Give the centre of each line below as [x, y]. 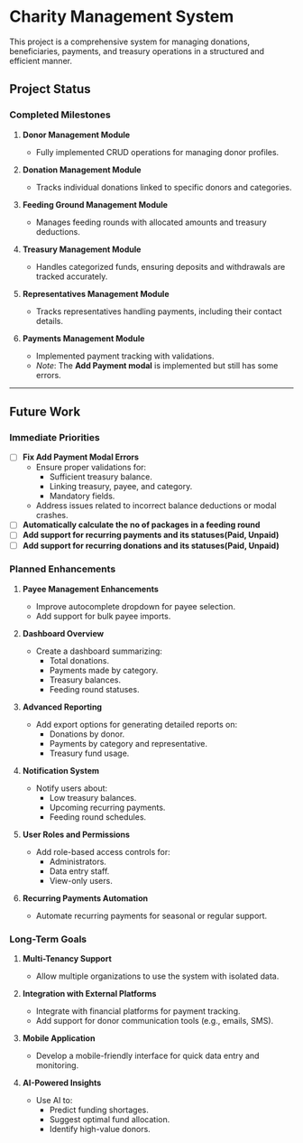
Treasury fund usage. [89, 753]
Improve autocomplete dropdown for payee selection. [136, 606]
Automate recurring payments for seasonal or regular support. [151, 915]
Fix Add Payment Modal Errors [81, 457]
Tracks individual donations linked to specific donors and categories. [164, 187]
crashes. [52, 516]
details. [50, 321]
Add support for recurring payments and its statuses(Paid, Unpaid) [151, 535]
